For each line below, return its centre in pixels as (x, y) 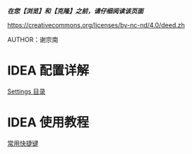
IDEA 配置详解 (48, 71)
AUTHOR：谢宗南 (33, 39)
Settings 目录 (26, 91)
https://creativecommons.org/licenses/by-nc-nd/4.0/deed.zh (96, 25)
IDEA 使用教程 (48, 123)
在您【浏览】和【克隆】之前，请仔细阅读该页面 (75, 11)
